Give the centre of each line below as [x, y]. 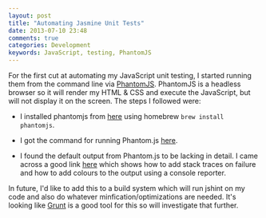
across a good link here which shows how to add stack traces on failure [138, 164]
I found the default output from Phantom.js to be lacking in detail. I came [139, 156]
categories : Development [50, 46]
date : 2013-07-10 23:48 [48, 30]
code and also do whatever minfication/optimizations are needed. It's [122, 197]
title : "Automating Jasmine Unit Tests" [77, 23]
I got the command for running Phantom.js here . [99, 140]
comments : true [34, 38]
